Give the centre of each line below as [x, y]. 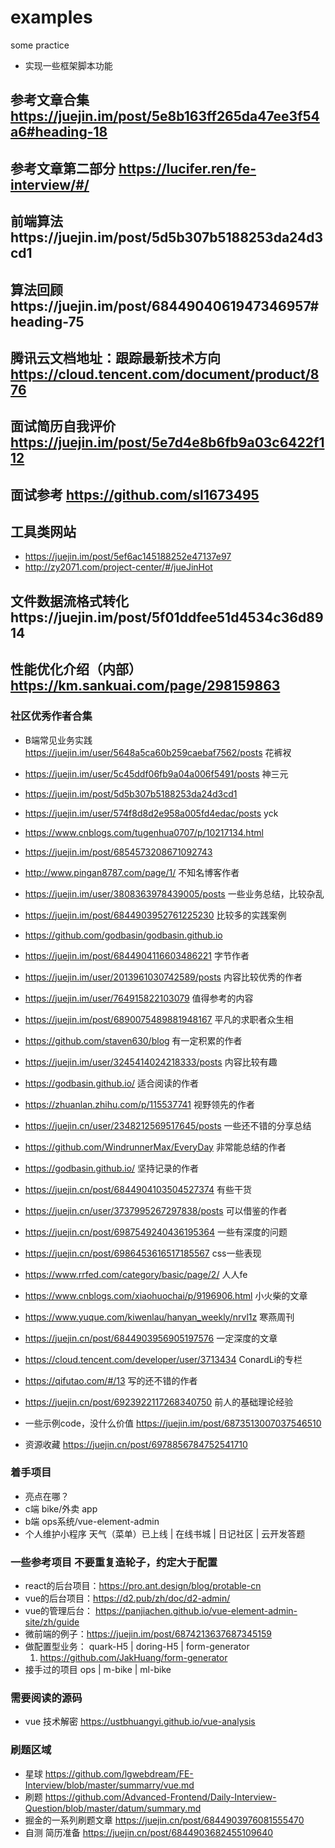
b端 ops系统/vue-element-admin [92, 1521]
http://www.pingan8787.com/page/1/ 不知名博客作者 [132, 872]
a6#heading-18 [59, 132]
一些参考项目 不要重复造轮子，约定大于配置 [114, 1562]
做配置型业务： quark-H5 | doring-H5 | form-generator [137, 1647]
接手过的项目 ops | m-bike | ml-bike [98, 1670]
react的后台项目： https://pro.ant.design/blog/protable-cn [143, 1586]
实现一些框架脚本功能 [68, 65]
